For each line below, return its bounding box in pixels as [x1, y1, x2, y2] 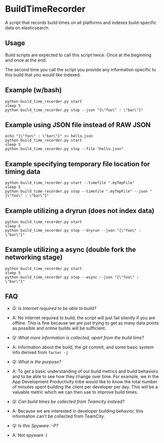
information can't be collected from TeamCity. [12, 413, 105, 419]
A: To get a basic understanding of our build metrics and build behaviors [12, 368, 158, 374]
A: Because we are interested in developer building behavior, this [12, 408, 143, 414]
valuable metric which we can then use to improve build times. [12, 389, 139, 395]
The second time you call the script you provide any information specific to [5, 66, 157, 72]
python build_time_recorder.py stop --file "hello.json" [5, 147, 124, 152]
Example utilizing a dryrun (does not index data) [5, 206, 155, 215]
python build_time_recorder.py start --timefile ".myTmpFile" [5, 180, 135, 185]
